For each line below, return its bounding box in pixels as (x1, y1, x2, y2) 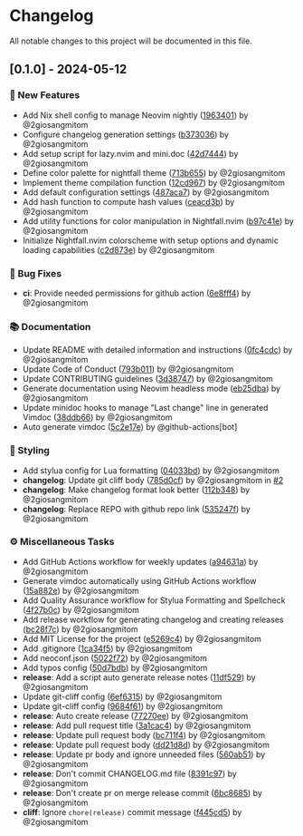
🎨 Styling (9, 444, 50, 457)
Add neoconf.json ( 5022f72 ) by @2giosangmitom (22, 652, 208, 663)
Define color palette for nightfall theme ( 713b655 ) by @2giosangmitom (22, 167, 286, 178)
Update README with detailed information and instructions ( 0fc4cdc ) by (22, 345, 293, 355)
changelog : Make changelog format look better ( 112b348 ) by (22, 484, 251, 495)
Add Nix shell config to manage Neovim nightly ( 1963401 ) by (22, 110, 249, 121)
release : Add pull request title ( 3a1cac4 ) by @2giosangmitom (22, 720, 251, 731)
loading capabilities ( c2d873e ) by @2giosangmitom (22, 244, 215, 255)
